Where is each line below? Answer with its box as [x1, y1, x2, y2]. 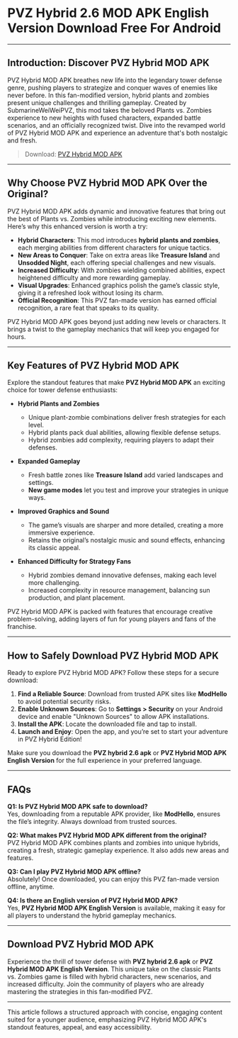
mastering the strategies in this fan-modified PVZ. [7, 987, 153, 995]
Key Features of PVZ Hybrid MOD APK [7, 359, 179, 372]
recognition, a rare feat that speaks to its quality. [17, 303, 159, 312]
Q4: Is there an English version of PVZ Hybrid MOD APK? [7, 896, 178, 905]
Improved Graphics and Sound [17, 507, 110, 515]
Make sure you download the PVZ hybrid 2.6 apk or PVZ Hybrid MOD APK [7, 749, 227, 757]
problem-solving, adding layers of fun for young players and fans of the [7, 615, 216, 623]
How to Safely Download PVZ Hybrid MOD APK [7, 649, 220, 662]
